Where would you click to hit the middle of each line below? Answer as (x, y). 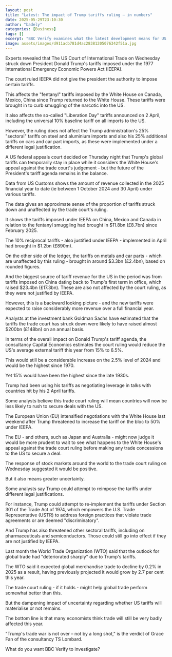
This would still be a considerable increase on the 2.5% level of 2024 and (83, 360)
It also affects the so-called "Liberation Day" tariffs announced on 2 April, (83, 115)
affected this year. (24, 624)
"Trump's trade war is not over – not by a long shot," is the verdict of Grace (85, 633)
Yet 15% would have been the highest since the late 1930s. (68, 375)
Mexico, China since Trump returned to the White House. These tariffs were (85, 100)
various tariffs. (21, 194)
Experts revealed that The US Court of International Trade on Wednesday (83, 58)
